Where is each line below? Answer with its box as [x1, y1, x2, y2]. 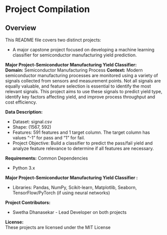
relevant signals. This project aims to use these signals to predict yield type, [5, 89, 162, 94]
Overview [5, 24, 37, 32]
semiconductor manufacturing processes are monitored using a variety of [5, 72, 158, 79]
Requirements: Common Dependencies [5, 155, 88, 161]
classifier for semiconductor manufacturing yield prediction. [12, 52, 137, 58]
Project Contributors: [5, 200, 51, 205]
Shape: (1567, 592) [12, 124, 52, 130]
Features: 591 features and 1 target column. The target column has [12, 129, 150, 135]
